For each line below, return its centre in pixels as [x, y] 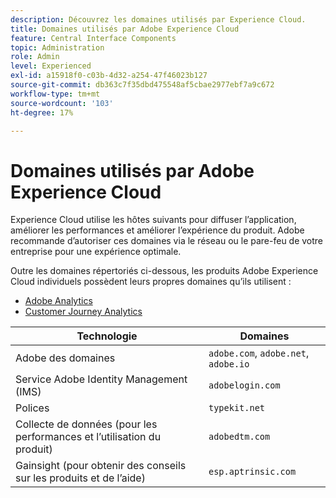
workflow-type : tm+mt [55, 94]
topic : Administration [57, 47]
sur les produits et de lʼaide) [80, 478]
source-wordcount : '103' [62, 103]
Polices [32, 408]
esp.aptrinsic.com [252, 472]
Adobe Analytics [58, 301]
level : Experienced [51, 66]
